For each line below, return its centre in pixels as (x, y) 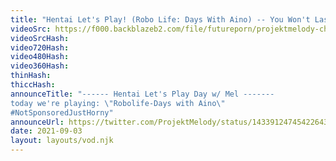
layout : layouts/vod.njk (62, 141)
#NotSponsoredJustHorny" (62, 112)
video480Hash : (40, 57)
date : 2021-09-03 (46, 131)
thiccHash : (33, 85)
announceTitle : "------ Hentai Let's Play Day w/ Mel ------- (142, 94)
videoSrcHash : (40, 38)
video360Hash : (40, 66)
